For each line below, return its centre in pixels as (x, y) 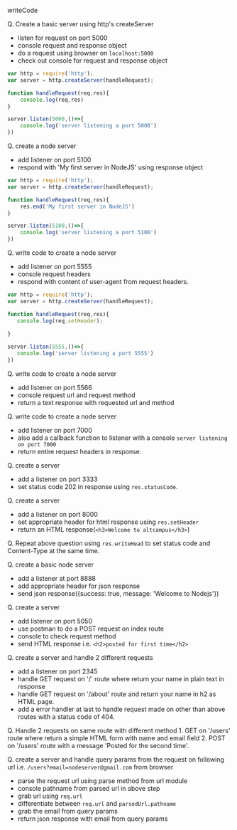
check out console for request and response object (93, 61)
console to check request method (67, 636)
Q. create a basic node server (51, 564)
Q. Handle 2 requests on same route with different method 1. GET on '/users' (119, 730)
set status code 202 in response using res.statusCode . (98, 486)
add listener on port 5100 (54, 160)
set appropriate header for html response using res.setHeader (108, 522)
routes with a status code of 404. (66, 716)
